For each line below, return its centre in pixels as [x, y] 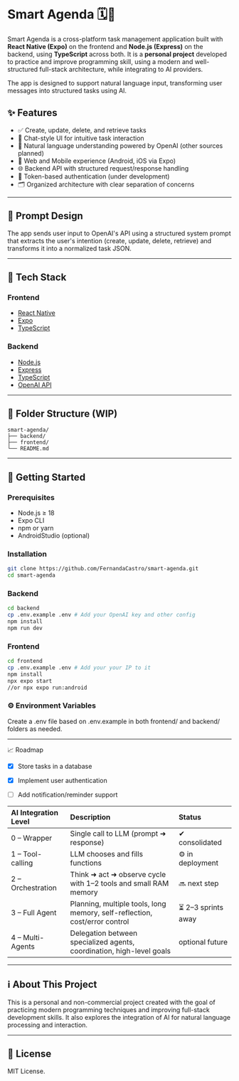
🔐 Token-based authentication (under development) [94, 176]
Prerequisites [31, 497]
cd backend [23, 608]
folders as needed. [35, 729]
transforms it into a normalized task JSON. [69, 248]
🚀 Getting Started [47, 477]
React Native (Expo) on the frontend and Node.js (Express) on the [105, 46]
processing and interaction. [47, 1025]
